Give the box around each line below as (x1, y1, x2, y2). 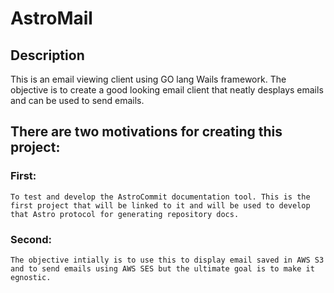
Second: (10, 232, 53, 246)
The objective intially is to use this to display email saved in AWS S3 (10, 255, 325, 265)
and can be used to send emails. (10, 95, 145, 106)
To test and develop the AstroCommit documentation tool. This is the (10, 192, 311, 202)
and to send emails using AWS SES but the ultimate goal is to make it (10, 263, 315, 274)
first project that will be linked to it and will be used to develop (10, 200, 311, 211)
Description (10, 47, 85, 64)
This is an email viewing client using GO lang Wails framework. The (10, 73, 287, 85)
